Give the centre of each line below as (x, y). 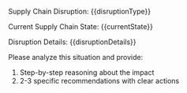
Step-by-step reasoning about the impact (87, 73)
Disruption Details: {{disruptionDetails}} (72, 42)
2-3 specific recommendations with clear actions (99, 81)
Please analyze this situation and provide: (76, 57)
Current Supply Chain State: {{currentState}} (81, 26)
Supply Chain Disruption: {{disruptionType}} (80, 11)
